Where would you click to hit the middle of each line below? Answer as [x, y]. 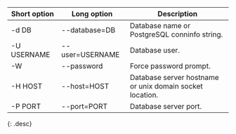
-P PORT [26, 106]
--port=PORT [84, 106]
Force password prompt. [170, 66]
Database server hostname [174, 78]
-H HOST [27, 86]
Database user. [155, 50]
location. [144, 95]
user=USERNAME [90, 54]
